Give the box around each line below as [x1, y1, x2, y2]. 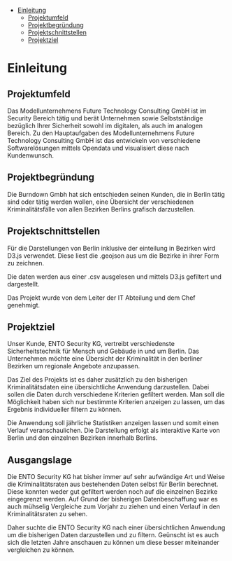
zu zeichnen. [7, 258, 45, 267]
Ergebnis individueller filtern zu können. [7, 406, 122, 414]
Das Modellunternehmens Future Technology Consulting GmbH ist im [7, 106, 208, 115]
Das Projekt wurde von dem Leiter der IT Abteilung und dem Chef [7, 293, 196, 302]
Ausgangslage [7, 454, 72, 466]
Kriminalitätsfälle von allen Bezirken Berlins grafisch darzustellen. [7, 205, 196, 213]
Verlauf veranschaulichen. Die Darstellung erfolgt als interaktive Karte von [7, 427, 220, 435]
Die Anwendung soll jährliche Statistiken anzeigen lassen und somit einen [7, 419, 219, 427]
